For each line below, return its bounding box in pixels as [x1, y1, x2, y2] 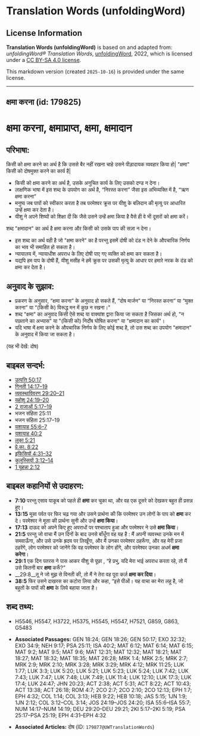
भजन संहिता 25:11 [14, 410, 52, 417]
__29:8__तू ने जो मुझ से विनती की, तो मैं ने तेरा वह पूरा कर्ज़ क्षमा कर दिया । [14, 571, 157, 578]
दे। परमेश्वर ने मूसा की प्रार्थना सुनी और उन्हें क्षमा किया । [14, 517, 118, 524]
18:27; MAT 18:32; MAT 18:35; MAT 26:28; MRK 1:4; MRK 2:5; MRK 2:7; [14, 654, 188, 661]
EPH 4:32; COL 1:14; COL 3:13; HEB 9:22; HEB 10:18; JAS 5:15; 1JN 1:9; [14, 692, 187, 700]
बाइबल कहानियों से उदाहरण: [6, 481, 85, 491]
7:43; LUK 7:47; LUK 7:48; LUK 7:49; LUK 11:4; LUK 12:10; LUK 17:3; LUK [14, 673, 192, 681]
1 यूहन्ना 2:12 [14, 463, 40, 471]
